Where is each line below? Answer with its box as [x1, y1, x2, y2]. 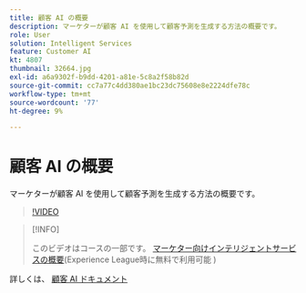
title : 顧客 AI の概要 [9, 13, 89, 23]
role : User [9, 30, 51, 39]
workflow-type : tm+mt [9, 89, 92, 98]
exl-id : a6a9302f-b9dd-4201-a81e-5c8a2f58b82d [9, 73, 189, 82]
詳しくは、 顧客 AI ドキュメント [9, 274, 128, 285]
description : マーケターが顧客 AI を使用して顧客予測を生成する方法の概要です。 [9, 22, 281, 31]
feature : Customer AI [9, 47, 92, 56]
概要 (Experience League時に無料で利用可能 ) [47, 254, 217, 265]
